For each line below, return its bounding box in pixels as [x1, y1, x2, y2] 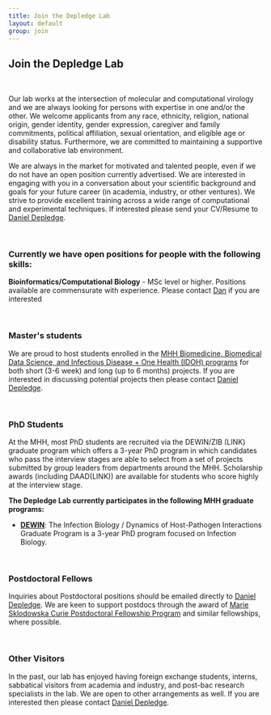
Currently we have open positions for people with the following [8, 248, 261, 260]
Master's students [8, 330, 83, 341]
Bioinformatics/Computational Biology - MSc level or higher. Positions [8, 277, 247, 287]
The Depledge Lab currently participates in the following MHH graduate [8, 496, 254, 506]
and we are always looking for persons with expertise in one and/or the [8, 103, 245, 112]
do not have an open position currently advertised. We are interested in [8, 170, 246, 180]
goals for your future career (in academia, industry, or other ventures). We [8, 187, 256, 197]
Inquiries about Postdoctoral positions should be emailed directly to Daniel [8, 591, 256, 601]
